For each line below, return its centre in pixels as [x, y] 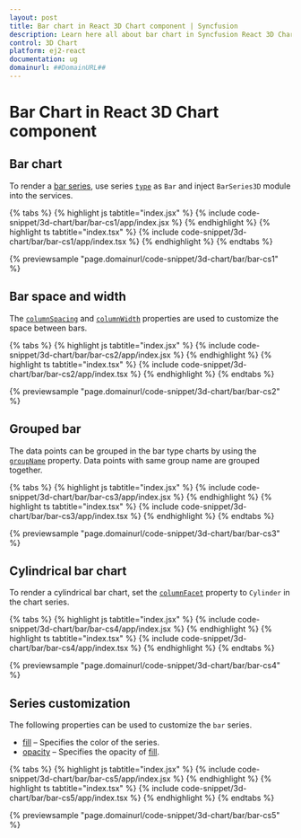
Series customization [70, 703]
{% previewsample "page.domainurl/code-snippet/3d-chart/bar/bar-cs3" [145, 533]
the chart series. [39, 602]
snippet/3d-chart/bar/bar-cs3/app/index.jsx [90, 497]
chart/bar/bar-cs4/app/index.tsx [69, 648]
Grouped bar [45, 429]
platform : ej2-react [48, 51]
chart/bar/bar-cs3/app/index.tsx [69, 516]
